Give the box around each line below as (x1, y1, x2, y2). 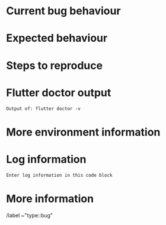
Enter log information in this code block (6, 172, 113, 178)
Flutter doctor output (6, 86, 111, 99)
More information (6, 192, 94, 205)
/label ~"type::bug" (6, 211, 53, 218)
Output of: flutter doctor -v (6, 105, 81, 111)
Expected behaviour (6, 32, 108, 45)
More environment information (6, 125, 161, 139)
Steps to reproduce (6, 58, 103, 72)
